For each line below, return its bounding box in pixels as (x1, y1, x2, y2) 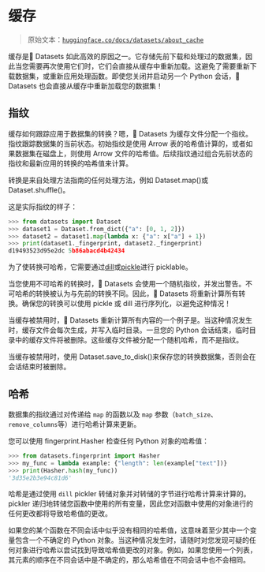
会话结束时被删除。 (8, 362, 71, 372)
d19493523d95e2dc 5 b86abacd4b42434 (8, 247, 125, 255)
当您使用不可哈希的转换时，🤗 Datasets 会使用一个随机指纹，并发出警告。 (8, 279, 246, 289)
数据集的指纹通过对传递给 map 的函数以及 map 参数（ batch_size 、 (8, 409, 218, 419)
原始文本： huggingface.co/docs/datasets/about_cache (27, 35, 204, 44)
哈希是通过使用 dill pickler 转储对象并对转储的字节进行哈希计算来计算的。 (8, 489, 251, 499)
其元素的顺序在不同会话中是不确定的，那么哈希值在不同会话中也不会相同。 (8, 555, 250, 565)
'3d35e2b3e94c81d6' (8, 474, 73, 482)
